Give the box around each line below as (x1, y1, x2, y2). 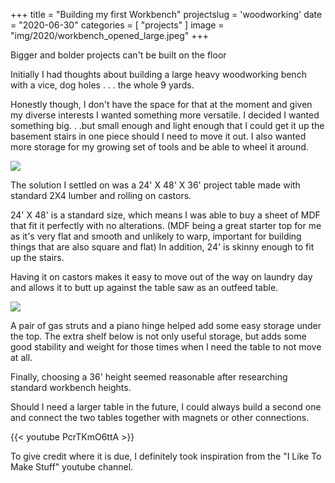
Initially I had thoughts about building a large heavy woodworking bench (10, 69, 307, 80)
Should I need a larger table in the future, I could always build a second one (10, 401, 322, 413)
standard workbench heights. (10, 382, 132, 393)
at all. (10, 352, 33, 363)
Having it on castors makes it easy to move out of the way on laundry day (10, 271, 313, 283)
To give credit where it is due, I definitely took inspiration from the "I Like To (10, 450, 322, 462)
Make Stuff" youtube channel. (10, 461, 134, 473)
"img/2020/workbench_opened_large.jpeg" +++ (10, 30, 210, 41)
